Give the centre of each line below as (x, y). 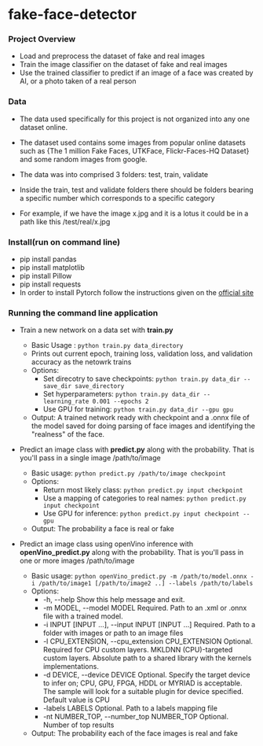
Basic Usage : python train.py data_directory (107, 345)
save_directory (99, 386)
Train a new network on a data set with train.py (97, 330)
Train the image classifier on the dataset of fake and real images (123, 65)
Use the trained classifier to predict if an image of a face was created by (136, 73)
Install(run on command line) (64, 242)
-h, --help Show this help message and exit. (114, 600)
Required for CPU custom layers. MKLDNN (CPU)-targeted (138, 650)
